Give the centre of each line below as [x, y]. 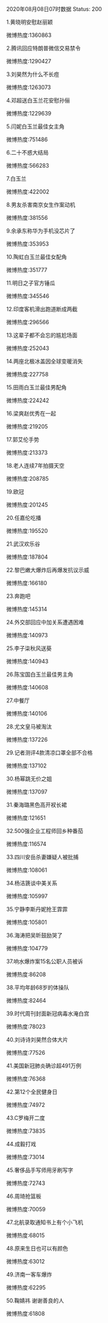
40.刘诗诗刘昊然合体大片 [37, 1040]
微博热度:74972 [26, 1105]
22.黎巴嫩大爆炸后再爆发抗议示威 [48, 570]
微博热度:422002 [28, 192]
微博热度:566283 [28, 165]
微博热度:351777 [27, 270]
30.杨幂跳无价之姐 [29, 779]
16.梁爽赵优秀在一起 [31, 413]
